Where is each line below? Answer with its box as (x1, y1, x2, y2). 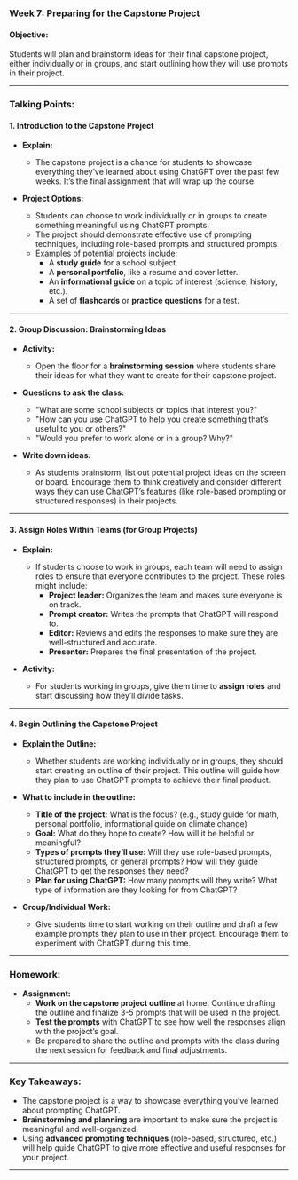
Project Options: (21, 194, 84, 204)
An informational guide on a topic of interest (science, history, (48, 276, 278, 287)
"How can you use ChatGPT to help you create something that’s (35, 414, 269, 424)
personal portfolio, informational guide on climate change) (35, 818, 248, 828)
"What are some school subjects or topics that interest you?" (35, 405, 258, 416)
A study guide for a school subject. (48, 257, 179, 268)
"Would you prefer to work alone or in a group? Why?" (35, 433, 233, 444)
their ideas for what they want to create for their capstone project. (35, 370, 277, 381)
